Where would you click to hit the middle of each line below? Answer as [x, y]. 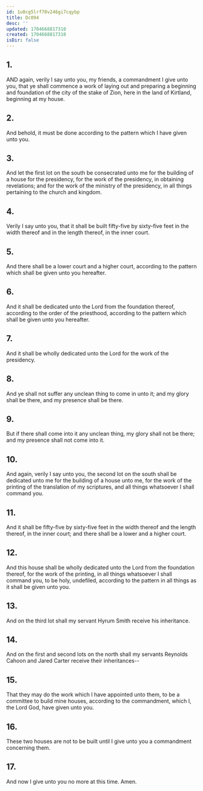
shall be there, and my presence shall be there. [65, 400]
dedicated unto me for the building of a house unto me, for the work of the [99, 481]
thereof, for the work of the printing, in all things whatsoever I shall [89, 574]
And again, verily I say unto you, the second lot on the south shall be [92, 474]
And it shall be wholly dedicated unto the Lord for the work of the [88, 353]
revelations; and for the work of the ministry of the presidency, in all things [99, 186]
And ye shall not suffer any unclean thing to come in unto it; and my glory [98, 394]
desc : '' [17, 23]
